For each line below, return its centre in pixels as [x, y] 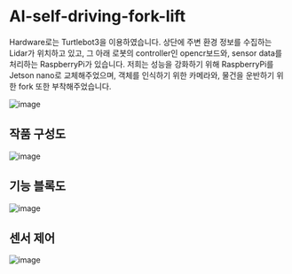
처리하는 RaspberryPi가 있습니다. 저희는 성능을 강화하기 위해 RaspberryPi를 [142, 64]
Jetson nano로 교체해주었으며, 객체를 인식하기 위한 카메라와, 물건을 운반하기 [142, 75]
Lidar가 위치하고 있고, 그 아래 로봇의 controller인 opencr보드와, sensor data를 [146, 53]
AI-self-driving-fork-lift [98, 16]
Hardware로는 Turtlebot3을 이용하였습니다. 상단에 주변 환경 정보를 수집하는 [141, 42]
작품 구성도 [38, 134]
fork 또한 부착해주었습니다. [65, 86]
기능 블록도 [38, 187]
